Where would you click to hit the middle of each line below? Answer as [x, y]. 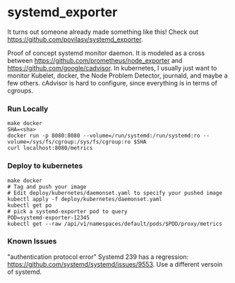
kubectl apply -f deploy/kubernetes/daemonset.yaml [85, 199]
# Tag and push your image [47, 187]
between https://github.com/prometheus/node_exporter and [95, 60]
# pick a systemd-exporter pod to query [68, 211]
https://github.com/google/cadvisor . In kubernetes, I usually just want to [112, 68]
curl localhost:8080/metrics [50, 148]
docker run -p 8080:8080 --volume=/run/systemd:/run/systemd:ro [104, 136]
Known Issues [32, 241]
